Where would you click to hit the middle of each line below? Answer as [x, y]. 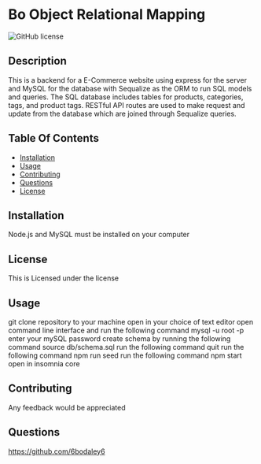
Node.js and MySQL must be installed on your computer [99, 235]
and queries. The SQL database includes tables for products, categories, [126, 97]
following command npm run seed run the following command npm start [125, 355]
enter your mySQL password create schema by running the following [119, 339]
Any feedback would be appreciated [67, 407]
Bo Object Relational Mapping [107, 15]
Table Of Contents [54, 138]
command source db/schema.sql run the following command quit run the [126, 347]
